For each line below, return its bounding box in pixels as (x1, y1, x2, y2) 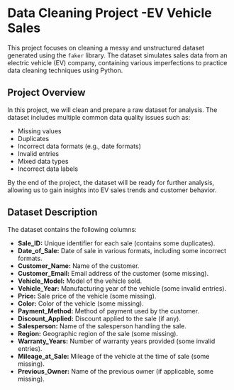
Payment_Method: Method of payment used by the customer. (17, 306, 200, 315)
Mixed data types (17, 157, 69, 165)
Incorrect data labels (17, 165, 79, 173)
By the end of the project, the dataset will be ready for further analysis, (7, 178, 215, 186)
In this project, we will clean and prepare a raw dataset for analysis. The (7, 105, 218, 114)
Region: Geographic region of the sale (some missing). (17, 329, 179, 338)
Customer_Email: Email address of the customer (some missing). (17, 269, 209, 277)
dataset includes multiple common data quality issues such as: (7, 113, 191, 121)
